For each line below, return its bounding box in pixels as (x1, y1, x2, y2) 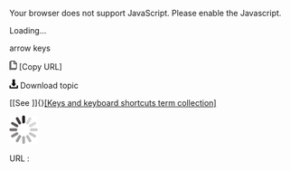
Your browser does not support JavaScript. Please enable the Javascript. (9, 8, 282, 18)
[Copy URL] (18, 62, 63, 71)
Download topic (19, 81, 80, 90)
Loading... (9, 25, 47, 35)
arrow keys (9, 43, 51, 53)
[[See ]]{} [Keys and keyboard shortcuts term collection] (9, 98, 217, 108)
